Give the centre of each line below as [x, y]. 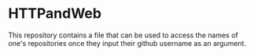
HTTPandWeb [55, 14]
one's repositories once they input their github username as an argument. [127, 43]
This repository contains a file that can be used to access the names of [123, 35]
